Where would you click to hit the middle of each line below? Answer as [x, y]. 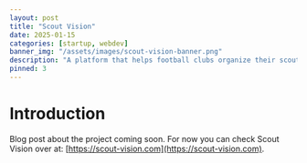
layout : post [34, 18]
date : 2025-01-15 [42, 35]
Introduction [58, 114]
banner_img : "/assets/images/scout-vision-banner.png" [116, 52]
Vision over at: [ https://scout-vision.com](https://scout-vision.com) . [137, 148]
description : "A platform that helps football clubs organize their [143, 60]
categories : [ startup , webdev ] [69, 43]
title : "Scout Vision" [53, 26]
